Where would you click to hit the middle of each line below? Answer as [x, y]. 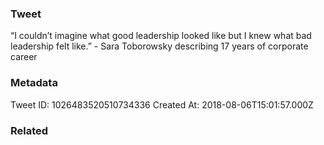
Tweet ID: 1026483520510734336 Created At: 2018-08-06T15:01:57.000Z [162, 104]
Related [29, 130]
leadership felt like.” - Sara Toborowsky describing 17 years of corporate [159, 46]
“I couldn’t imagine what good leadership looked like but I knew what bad [161, 36]
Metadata [34, 83]
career [24, 57]
